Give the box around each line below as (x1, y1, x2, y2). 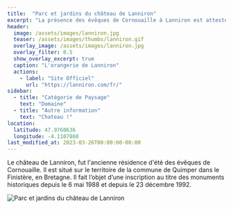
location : (7, 119, 36, 127)
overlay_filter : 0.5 (13, 49, 73, 56)
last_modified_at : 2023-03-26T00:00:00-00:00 (7, 140, 141, 147)
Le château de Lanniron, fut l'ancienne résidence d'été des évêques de (7, 158, 211, 167)
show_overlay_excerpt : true (13, 56, 95, 62)
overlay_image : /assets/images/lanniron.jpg (13, 42, 144, 49)
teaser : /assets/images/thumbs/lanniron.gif (13, 36, 144, 43)
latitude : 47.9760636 (13, 126, 76, 133)
